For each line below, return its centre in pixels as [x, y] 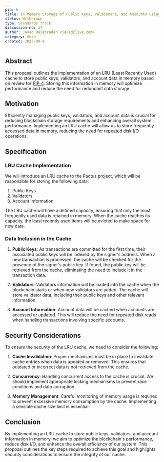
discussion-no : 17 [24, 28]
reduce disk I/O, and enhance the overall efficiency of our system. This [76, 444]
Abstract [19, 61]
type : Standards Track [28, 23]
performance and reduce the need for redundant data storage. [68, 88]
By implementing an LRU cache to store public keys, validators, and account [82, 433]
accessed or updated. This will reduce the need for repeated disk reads [84, 315]
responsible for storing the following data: [47, 181]
